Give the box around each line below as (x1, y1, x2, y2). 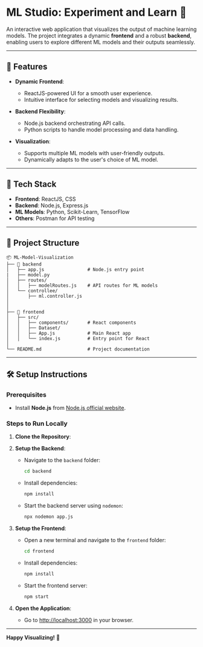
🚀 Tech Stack (6, 179, 57, 190)
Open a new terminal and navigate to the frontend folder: (24, 536, 166, 543)
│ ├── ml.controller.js (6, 293, 83, 300)
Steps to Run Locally (6, 419, 68, 427)
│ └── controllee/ (6, 288, 59, 294)
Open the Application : (14, 605, 71, 612)
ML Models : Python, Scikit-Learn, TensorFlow (14, 208, 130, 215)
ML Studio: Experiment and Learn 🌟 (6, 5, 187, 19)
